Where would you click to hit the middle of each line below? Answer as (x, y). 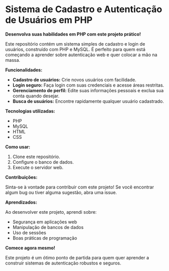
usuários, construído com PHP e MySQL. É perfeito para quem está (75, 49)
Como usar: (18, 147)
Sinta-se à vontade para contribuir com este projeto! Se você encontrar (80, 187)
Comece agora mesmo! (30, 248)
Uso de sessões (29, 233)
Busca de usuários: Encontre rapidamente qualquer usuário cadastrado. (88, 101)
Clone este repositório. (36, 157)
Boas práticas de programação (45, 238)
